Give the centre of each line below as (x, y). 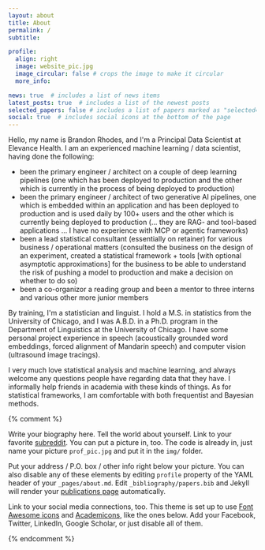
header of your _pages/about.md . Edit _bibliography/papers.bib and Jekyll (129, 483)
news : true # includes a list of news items (84, 95)
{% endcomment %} (41, 539)
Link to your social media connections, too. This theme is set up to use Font (131, 507)
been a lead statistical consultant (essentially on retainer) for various (131, 239)
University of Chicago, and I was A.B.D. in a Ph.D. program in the (113, 321)
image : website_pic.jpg (54, 67)
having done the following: (51, 157)
